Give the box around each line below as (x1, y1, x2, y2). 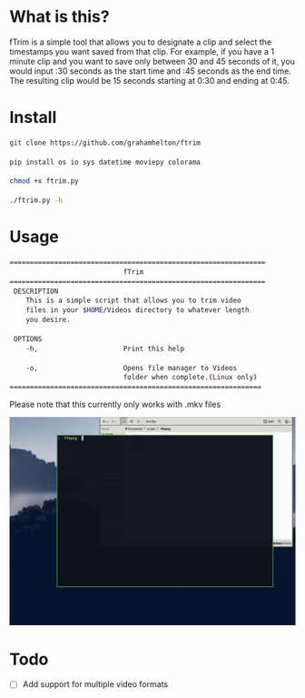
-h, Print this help (25, 344, 184, 353)
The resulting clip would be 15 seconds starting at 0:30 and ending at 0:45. (9, 75, 290, 86)
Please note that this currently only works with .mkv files (9, 399, 221, 410)
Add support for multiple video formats (22, 679, 169, 690)
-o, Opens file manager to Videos (25, 363, 238, 372)
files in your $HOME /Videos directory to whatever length (25, 306, 250, 315)
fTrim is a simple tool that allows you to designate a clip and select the (9, 36, 272, 47)
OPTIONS (13, 334, 43, 343)
